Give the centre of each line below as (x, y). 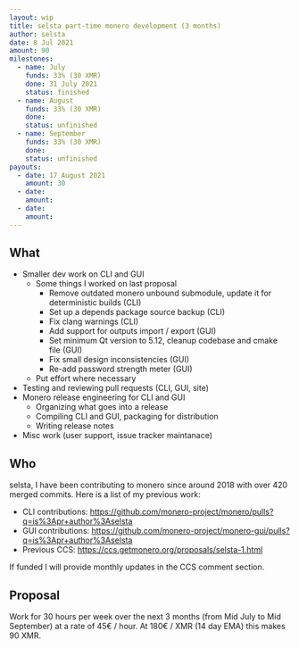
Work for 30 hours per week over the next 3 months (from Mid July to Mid (145, 617)
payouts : (25, 167)
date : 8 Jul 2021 (42, 42)
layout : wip (31, 17)
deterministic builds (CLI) (95, 303)
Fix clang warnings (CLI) (94, 321)
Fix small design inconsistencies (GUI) (119, 360)
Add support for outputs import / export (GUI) (133, 331)
